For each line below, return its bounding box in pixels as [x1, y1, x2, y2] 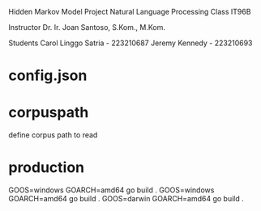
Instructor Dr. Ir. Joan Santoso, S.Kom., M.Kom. [8, 23, 166, 32]
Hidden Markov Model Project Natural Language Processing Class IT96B [8, 7, 251, 16]
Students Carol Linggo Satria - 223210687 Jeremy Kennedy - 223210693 [8, 38, 253, 48]
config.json [8, 66, 88, 85]
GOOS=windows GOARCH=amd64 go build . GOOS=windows [8, 185, 215, 195]
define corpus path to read [8, 130, 98, 140]
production [8, 158, 85, 177]
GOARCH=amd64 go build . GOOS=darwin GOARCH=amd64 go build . [8, 194, 245, 204]
